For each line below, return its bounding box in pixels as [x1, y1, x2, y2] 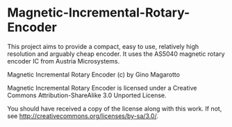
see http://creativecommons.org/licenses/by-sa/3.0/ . [7, 112, 158, 120]
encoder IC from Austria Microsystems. [7, 57, 120, 65]
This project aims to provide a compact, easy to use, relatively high [7, 42, 199, 50]
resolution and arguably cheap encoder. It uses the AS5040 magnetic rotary [7, 50, 225, 58]
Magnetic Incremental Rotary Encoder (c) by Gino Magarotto [7, 70, 181, 79]
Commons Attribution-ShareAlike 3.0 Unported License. [7, 91, 167, 99]
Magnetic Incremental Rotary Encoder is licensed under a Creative [7, 84, 197, 92]
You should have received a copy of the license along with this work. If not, [7, 104, 222, 113]
